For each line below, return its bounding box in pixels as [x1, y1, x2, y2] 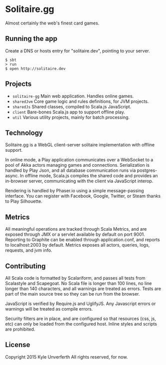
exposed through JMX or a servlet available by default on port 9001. [5, 231, 146, 238]
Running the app [5, 34, 57, 43]
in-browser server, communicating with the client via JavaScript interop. [5, 178, 154, 184]
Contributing [5, 262, 46, 270]
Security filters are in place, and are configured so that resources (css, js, [5, 316, 156, 322]
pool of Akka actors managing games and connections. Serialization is [5, 162, 150, 168]
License [5, 341, 30, 349]
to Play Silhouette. [5, 198, 42, 204]
